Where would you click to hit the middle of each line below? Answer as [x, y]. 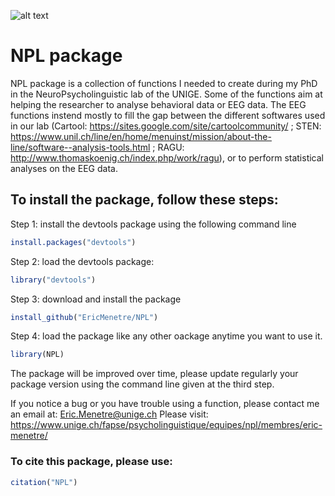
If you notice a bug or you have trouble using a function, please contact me [165, 404]
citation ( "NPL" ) [44, 482]
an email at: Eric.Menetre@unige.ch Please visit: [109, 414]
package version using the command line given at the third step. [142, 384]
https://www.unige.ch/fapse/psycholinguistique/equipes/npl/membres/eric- [166, 425]
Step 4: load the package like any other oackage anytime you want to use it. [166, 336]
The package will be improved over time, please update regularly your [154, 374]
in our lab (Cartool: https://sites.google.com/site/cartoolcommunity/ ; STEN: [166, 126]
